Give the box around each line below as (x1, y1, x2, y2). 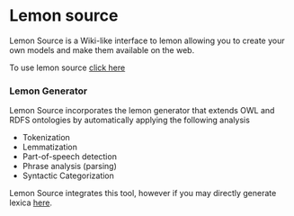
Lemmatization (22, 141, 78, 153)
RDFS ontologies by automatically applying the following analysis (9, 114, 250, 126)
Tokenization (22, 132, 70, 143)
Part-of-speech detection (22, 151, 117, 162)
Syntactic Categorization (22, 170, 115, 181)
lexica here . (9, 197, 52, 208)
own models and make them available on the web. (9, 44, 195, 55)
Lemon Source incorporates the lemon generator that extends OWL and (9, 105, 275, 116)
